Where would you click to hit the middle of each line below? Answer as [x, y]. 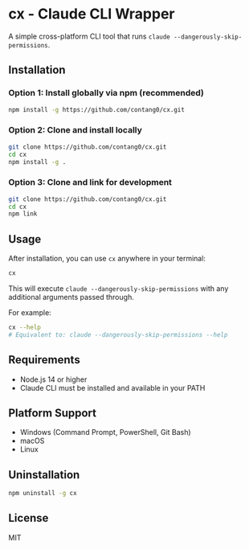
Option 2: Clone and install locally [76, 130]
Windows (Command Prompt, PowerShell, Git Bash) [105, 432]
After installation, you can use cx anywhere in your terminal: [107, 259]
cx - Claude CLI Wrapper [92, 14]
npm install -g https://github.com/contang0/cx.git [96, 109]
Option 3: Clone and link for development [90, 182]
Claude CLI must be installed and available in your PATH [112, 387]
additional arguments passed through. [71, 297]
